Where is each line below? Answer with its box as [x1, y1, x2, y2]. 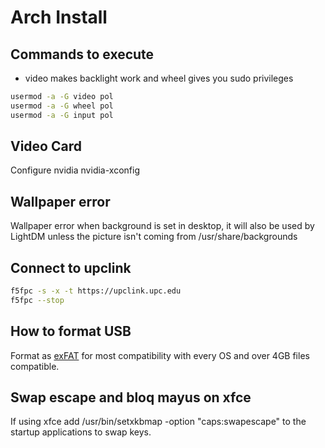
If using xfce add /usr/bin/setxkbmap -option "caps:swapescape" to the [10, 416, 307, 428]
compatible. [10, 360, 60, 372]
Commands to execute [10, 46, 155, 63]
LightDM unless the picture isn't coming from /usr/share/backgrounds [10, 231, 298, 243]
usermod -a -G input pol [10, 110, 114, 120]
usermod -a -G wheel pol [10, 101, 114, 111]
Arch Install [10, 6, 108, 29]
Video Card [10, 138, 82, 155]
